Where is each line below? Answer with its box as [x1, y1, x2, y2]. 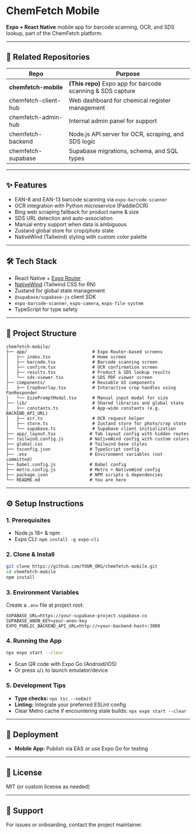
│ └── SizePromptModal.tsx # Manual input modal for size [6, 395, 168, 401]
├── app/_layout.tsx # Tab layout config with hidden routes [6, 431, 190, 437]
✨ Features [6, 180, 47, 190]
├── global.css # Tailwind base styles [6, 441, 148, 447]
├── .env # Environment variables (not [6, 452, 163, 457]
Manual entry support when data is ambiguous [14, 221, 127, 228]
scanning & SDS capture [69, 87, 136, 95]
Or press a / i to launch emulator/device [14, 666, 108, 674]
